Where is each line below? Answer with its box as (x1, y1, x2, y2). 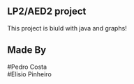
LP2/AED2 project (7, 6, 87, 17)
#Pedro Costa (7, 62, 47, 71)
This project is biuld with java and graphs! (7, 24, 127, 32)
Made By (7, 44, 47, 56)
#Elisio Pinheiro (7, 69, 52, 78)
